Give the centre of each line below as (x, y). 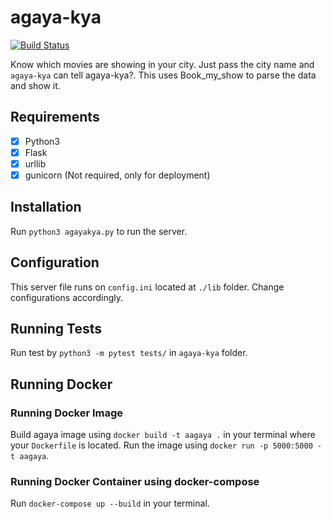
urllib (35, 163)
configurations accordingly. (67, 297)
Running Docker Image (67, 413)
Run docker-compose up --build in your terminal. (110, 503)
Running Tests (56, 329)
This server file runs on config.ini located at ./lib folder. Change (147, 287)
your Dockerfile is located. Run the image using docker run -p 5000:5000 (161, 445)
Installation (46, 207)
